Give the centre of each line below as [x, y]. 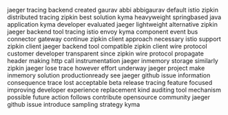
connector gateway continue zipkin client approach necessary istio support [114, 39]
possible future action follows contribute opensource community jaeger [108, 97]
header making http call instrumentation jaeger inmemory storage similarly [113, 61]
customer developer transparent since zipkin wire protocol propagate [106, 53]
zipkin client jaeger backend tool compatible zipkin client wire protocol [107, 46]
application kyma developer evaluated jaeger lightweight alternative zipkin [113, 24]
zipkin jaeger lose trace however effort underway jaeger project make [106, 68]
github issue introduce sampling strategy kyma [74, 104]
